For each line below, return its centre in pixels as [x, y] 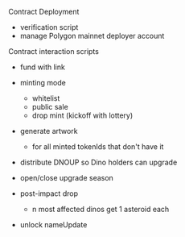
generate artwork [49, 131]
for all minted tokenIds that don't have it [98, 147]
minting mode [43, 83]
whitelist [46, 98]
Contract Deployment [44, 12]
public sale [50, 107]
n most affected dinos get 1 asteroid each [101, 209]
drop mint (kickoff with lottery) [82, 115]
